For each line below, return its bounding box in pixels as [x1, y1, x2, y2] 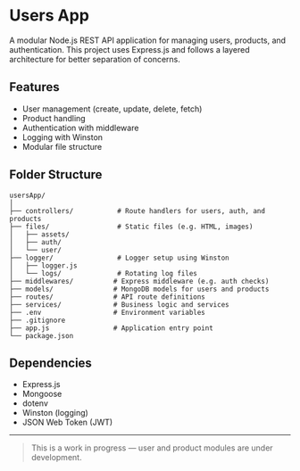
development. [30, 452, 82, 463]
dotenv [21, 398, 49, 409]
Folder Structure [9, 167, 103, 183]
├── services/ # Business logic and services [9, 300, 229, 309]
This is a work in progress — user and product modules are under [30, 442, 274, 453]
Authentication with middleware [21, 122, 139, 133]
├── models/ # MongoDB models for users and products [9, 285, 270, 293]
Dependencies [9, 355, 92, 370]
